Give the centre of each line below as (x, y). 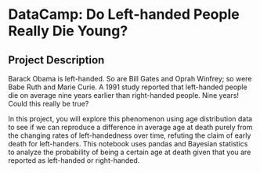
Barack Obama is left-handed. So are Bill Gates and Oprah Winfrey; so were (130, 79)
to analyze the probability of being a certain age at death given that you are (130, 152)
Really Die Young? (68, 31)
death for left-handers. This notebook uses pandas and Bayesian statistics (128, 144)
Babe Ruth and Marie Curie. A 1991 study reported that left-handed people (128, 87)
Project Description (56, 60)
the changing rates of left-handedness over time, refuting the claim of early (130, 135)
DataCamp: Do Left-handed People (124, 14)
